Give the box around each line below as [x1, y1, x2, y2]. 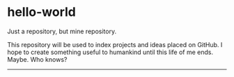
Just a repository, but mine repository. [7, 27, 117, 35]
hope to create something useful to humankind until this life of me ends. [7, 48, 214, 56]
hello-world [7, 4, 77, 20]
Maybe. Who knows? [7, 55, 68, 63]
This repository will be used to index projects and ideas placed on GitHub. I [7, 40, 223, 49]
